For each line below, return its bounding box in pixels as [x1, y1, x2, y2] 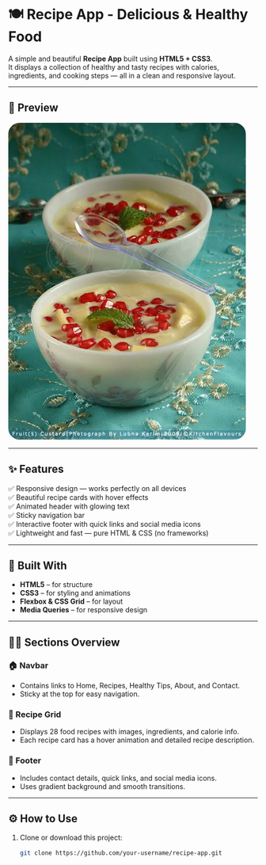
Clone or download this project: [19, 833, 123, 843]
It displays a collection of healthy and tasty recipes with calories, [8, 62, 220, 71]
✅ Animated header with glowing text [8, 501, 130, 511]
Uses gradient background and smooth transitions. [19, 781, 186, 791]
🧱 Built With [8, 558, 67, 572]
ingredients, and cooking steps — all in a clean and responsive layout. [8, 70, 236, 80]
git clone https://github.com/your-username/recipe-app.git [19, 849, 222, 857]
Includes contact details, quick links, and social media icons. [19, 773, 218, 783]
